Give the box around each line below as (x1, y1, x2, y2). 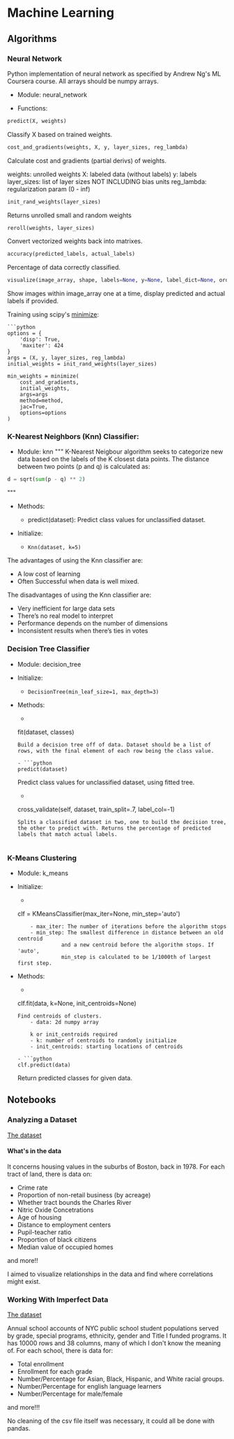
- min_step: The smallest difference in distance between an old (30, 929, 224, 936)
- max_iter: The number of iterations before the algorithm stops (30, 923, 227, 930)
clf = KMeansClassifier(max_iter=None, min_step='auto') (17, 909, 181, 918)
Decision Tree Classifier (7, 644, 91, 654)
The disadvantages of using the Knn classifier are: (7, 591, 152, 599)
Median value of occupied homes (17, 1243, 114, 1251)
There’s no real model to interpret (17, 612, 114, 620)
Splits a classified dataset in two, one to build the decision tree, (17, 818, 227, 825)
